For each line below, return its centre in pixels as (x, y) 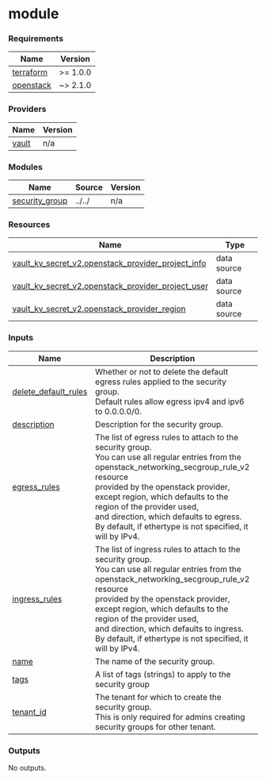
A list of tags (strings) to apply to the (163, 674)
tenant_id (30, 712)
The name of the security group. (155, 661)
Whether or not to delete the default (161, 371)
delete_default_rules (50, 391)
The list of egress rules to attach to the (167, 437)
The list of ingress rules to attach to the (167, 549)
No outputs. (27, 767)
